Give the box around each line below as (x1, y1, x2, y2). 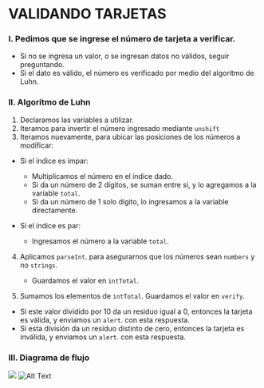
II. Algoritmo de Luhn (8, 97, 91, 108)
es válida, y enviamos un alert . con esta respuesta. (19, 315, 190, 324)
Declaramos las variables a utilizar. (19, 115, 134, 125)
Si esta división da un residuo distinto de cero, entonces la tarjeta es (19, 323, 245, 333)
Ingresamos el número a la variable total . (31, 236, 169, 246)
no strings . (19, 260, 58, 270)
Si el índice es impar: (19, 156, 89, 165)
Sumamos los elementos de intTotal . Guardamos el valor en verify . (19, 291, 246, 300)
